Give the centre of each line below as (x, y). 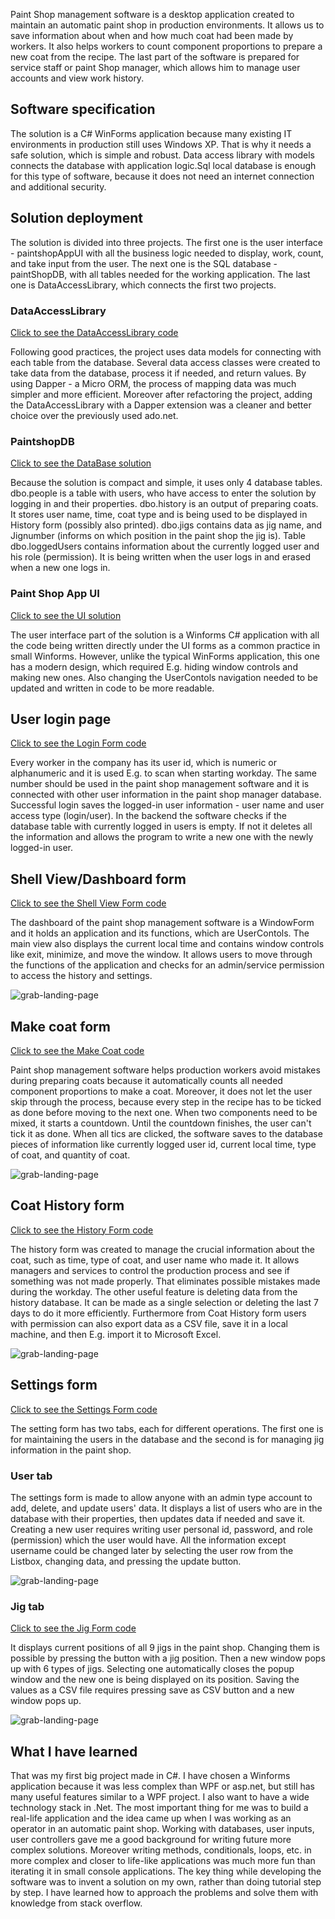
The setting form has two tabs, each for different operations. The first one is (167, 1428)
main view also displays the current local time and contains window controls (167, 944)
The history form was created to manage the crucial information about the (162, 1249)
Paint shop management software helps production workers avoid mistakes (165, 1070)
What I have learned (74, 1751)
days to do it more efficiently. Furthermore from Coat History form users (158, 1313)
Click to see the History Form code (82, 1230)
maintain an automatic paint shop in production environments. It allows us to (167, 25)
